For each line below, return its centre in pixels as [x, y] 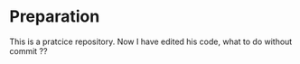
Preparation [55, 17]
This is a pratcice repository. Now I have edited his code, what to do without [151, 41]
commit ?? [28, 50]
